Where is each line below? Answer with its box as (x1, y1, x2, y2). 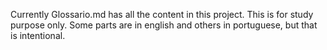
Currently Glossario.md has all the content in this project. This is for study (10, 9, 314, 20)
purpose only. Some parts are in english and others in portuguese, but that (10, 19, 318, 31)
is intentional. (10, 30, 66, 41)
